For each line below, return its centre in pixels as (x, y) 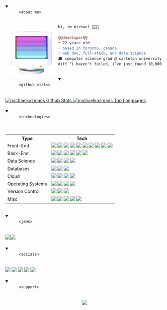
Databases (18, 169)
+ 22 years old (74, 43)
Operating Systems (27, 184)
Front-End (18, 145)
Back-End (18, 153)
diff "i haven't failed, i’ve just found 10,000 (110, 64)
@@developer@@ (73, 37)
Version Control (23, 191)
